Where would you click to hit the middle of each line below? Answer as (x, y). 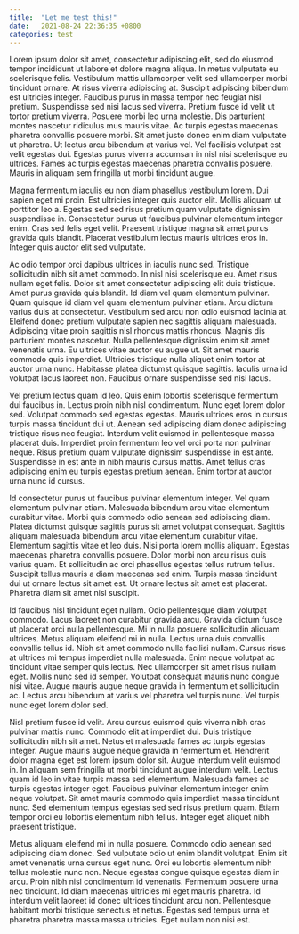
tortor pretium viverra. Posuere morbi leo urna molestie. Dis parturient (137, 116)
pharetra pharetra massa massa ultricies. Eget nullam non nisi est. (130, 920)
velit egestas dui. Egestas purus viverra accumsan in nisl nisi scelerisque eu (148, 154)
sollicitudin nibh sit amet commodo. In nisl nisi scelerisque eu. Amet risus (143, 274)
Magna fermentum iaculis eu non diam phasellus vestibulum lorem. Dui (139, 190)
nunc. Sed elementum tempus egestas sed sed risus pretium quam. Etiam (144, 807)
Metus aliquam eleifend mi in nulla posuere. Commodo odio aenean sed (141, 844)
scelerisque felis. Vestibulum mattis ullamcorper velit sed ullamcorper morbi (148, 79)
